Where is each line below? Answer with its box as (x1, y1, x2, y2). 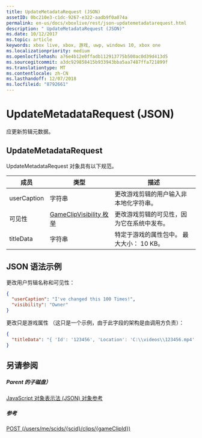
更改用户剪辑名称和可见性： (6, 279, 75, 286)
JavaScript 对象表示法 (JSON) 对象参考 (6, 395, 103, 402)
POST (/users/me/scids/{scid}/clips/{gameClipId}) (6, 425, 131, 433)
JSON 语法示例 (6, 262, 62, 272)
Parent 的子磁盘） (6, 378, 51, 385)
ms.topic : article (6, 37, 52, 43)
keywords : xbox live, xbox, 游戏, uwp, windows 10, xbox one (6, 43, 161, 49)
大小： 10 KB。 (120, 239, 164, 248)
